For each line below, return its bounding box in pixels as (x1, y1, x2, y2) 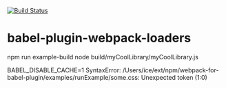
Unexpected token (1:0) (141, 73, 208, 81)
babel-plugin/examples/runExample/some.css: (7, 73, 140, 81)
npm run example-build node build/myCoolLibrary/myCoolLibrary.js (7, 53, 198, 61)
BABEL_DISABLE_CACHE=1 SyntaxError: (7, 65, 121, 74)
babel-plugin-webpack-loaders (7, 31, 192, 46)
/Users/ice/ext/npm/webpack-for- (122, 65, 219, 74)
